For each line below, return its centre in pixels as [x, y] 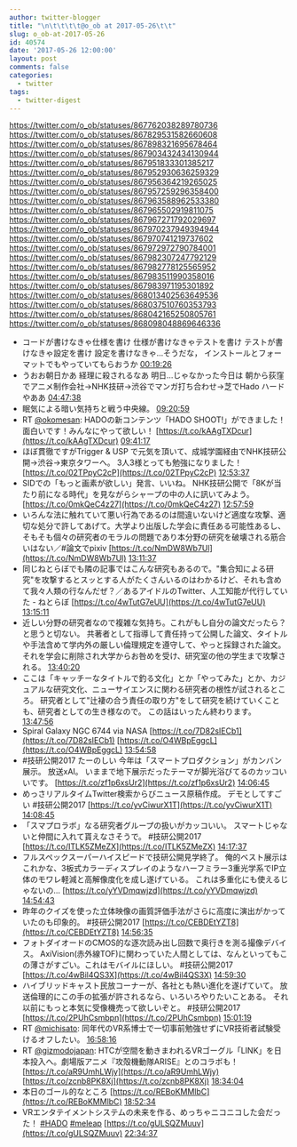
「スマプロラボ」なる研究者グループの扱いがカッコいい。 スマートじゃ [151, 826]
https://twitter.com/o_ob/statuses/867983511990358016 [112, 277]
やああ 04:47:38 [51, 397]
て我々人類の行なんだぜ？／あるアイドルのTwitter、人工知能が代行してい [155, 591]
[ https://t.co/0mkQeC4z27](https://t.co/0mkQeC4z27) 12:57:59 [138, 504]
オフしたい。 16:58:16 [77, 1039]
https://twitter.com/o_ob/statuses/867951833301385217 [112, 163]
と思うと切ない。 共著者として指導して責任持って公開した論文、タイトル [155, 634]
